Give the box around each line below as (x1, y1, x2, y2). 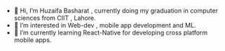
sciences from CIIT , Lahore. (13, 14, 96, 22)
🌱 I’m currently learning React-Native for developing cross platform (13, 28, 208, 37)
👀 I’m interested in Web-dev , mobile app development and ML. (13, 21, 196, 29)
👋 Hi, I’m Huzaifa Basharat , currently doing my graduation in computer (13, 7, 219, 14)
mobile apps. (13, 36, 52, 44)
